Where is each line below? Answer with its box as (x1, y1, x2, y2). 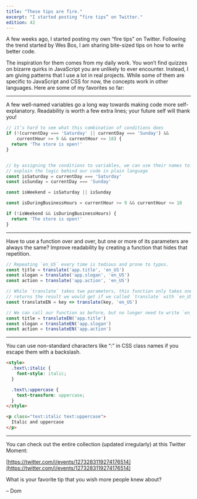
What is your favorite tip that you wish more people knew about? (6, 476, 162, 483)
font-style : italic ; (16, 371, 67, 376)
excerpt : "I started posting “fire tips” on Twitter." (6, 14, 143, 20)
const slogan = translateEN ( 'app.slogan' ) (6, 321, 111, 327)
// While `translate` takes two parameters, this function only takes (6, 288, 182, 294)
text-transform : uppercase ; (16, 392, 85, 398)
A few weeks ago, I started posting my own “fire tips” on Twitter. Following (6, 36, 186, 43)
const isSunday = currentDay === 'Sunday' (6, 179, 111, 185)
